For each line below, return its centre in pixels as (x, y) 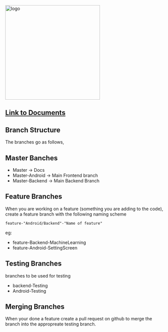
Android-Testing (29, 291)
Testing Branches (34, 264)
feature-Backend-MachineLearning (49, 242)
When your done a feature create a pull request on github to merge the (79, 319)
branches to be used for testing (38, 276)
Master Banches (32, 158)
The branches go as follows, (35, 142)
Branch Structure (33, 130)
